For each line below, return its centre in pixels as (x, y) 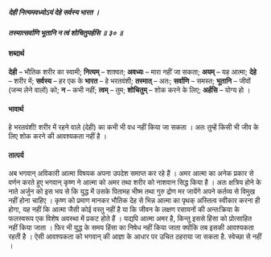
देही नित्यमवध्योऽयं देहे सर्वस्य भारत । (54, 12)
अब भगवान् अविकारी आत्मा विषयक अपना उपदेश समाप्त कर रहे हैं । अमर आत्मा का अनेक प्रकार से (131, 173)
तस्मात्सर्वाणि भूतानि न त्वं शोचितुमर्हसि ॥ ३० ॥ (66, 32)
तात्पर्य (16, 155)
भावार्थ (16, 108)
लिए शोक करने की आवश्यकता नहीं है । (57, 137)
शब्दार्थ (16, 54)
